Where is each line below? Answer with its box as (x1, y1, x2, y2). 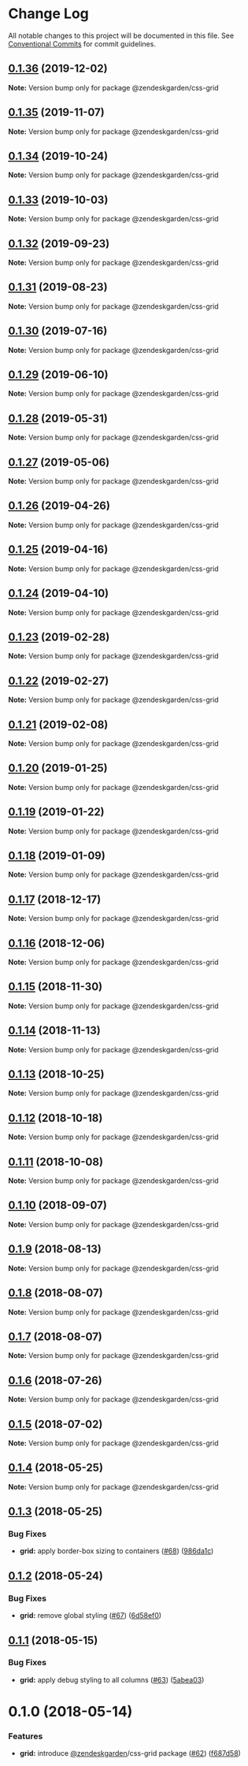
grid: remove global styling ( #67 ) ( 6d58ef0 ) (19, 1611, 162, 1620)
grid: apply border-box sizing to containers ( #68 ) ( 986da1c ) (19, 1546, 214, 1556)
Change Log (8, 5, 89, 23)
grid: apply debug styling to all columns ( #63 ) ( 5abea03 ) (19, 1675, 205, 1684)
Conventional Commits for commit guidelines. (8, 39, 156, 48)
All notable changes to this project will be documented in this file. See (8, 31, 235, 40)
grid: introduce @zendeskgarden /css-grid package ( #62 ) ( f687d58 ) (19, 1749, 242, 1758)
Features (8, 1731, 43, 1742)
